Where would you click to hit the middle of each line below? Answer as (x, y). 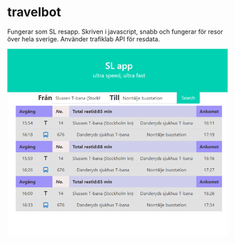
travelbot (34, 12)
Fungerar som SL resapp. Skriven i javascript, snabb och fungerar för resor (115, 32)
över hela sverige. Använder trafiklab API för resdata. (84, 39)
